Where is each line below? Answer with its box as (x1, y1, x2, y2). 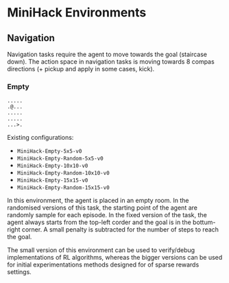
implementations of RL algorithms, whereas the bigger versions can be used (7, 254, 223, 262)
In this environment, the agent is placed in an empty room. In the (7, 197, 189, 205)
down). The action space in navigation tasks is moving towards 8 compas (7, 58, 215, 66)
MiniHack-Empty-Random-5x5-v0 (16, 156, 104, 162)
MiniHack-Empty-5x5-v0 (16, 148, 82, 155)
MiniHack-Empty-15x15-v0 (16, 177, 88, 184)
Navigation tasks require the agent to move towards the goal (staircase (7, 50, 208, 58)
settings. (7, 268, 32, 276)
